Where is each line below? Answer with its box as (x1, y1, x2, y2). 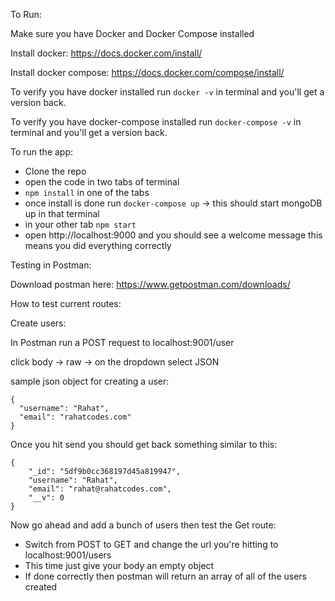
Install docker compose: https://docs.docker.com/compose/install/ (10, 67, 285, 78)
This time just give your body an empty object (24, 560, 215, 571)
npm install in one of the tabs (24, 187, 150, 198)
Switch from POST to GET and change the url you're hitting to (24, 539, 279, 550)
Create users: (10, 317, 67, 329)
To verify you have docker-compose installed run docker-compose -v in (10, 116, 302, 128)
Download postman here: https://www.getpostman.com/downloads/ (10, 279, 291, 290)
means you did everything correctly (24, 240, 172, 251)
